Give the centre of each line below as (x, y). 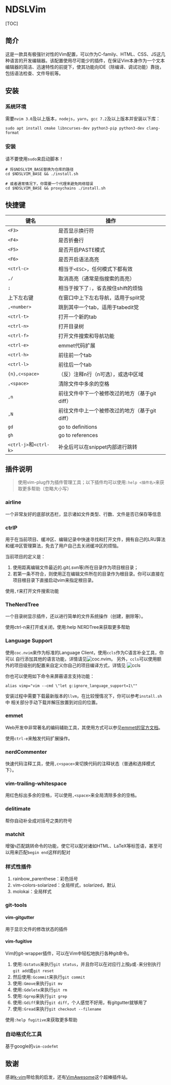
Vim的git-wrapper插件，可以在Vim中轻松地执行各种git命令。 (69, 953)
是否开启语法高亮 (79, 259)
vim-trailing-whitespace (36, 783)
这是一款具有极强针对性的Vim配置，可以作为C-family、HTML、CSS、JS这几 (85, 54)
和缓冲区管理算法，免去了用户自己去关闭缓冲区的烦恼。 (63, 546)
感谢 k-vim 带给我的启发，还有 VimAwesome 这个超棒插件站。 (68, 1077)
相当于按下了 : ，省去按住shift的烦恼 (101, 288)
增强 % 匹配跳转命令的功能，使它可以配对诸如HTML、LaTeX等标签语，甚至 (82, 846)
